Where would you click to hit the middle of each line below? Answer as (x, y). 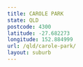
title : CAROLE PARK (36, 14)
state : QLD (23, 20)
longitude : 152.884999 (40, 40)
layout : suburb (29, 53)
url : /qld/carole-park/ (42, 46)
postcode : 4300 (29, 27)
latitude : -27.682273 (39, 33)
